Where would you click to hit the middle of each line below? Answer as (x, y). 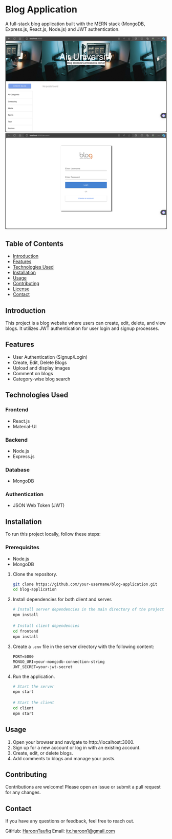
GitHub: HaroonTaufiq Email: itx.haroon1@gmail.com (60, 831)
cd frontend (25, 631)
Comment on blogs (33, 373)
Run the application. (34, 676)
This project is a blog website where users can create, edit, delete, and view (86, 323)
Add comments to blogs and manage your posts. (64, 758)
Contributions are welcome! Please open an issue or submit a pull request (83, 787)
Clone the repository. (35, 574)
